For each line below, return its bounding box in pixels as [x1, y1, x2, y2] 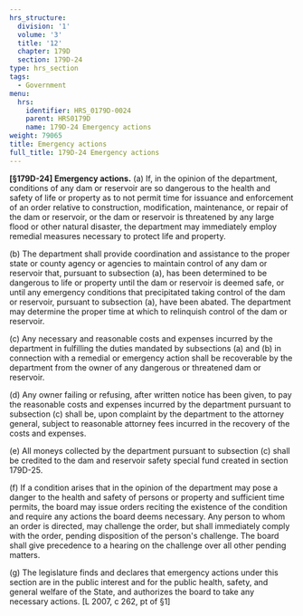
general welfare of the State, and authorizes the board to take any [9, 586, 255, 597]
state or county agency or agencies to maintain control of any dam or [9, 257, 268, 268]
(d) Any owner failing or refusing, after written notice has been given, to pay [9, 389, 292, 399]
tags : [9, 72, 30, 82]
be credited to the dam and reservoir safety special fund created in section [9, 455, 289, 466]
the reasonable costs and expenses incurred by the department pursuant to [9, 399, 291, 409]
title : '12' [17, 38, 63, 48]
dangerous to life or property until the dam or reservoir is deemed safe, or [9, 277, 285, 288]
